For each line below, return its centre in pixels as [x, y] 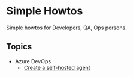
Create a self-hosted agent [57, 67]
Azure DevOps [33, 61]
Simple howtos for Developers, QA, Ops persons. [66, 28]
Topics [19, 47]
